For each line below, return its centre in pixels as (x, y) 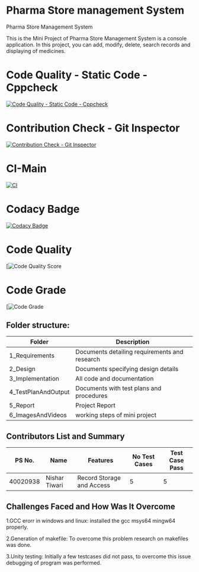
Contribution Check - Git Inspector (93, 128)
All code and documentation (115, 379)
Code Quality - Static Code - (77, 75)
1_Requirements (32, 356)
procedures (92, 396)
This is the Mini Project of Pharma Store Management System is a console (97, 38)
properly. (17, 527)
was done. (19, 545)
